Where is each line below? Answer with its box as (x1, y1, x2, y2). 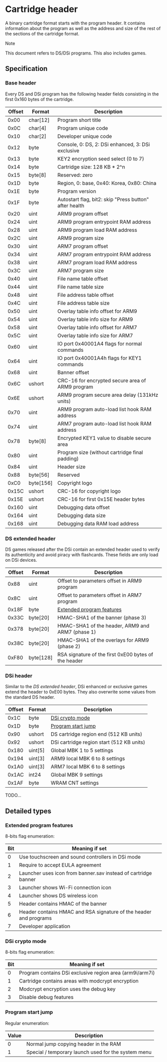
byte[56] (28, 471, 50, 478)
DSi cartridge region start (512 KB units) (50, 739, 146, 746)
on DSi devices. (5, 557, 37, 563)
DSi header (5, 672, 33, 679)
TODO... (5, 792, 21, 798)
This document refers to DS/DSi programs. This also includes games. (5, 50, 147, 56)
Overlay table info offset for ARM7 (57, 324, 138, 331)
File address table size (57, 299, 110, 306)
